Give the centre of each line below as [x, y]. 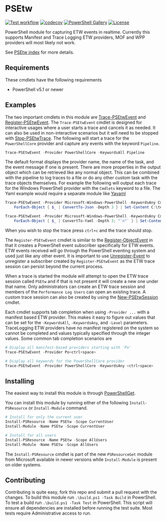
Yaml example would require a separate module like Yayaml [65, 194]
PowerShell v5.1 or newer [38, 89]
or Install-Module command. [58, 408]
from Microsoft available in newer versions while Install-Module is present [81, 459]
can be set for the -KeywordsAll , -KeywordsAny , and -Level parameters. [77, 322]
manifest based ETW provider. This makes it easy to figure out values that [80, 317]
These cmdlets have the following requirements [54, 79]
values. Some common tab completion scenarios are [59, 338]
